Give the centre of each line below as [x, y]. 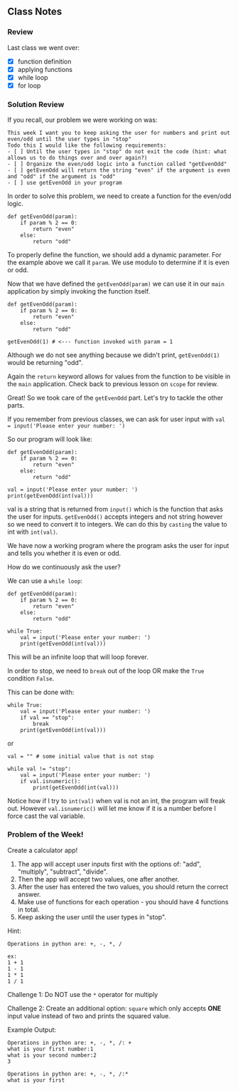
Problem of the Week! [45, 834]
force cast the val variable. [46, 816]
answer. [29, 894]
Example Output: [32, 1030]
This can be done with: [41, 692]
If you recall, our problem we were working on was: [82, 120]
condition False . [31, 678]
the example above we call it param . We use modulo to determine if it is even [118, 262]
